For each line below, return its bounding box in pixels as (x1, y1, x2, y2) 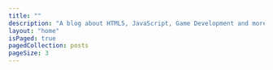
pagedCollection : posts (8, 42, 89, 50)
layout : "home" (8, 27, 60, 35)
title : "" (8, 11, 42, 20)
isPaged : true (8, 34, 57, 43)
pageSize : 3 (8, 49, 49, 57)
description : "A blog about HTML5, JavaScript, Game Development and (8, 19, 249, 27)
